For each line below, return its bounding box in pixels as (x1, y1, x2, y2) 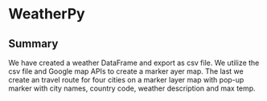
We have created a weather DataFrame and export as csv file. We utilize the (8, 58, 260, 67)
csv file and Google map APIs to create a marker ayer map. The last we (8, 67, 244, 76)
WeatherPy (8, 5, 86, 23)
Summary (8, 37, 59, 50)
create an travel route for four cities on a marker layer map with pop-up (8, 75, 244, 84)
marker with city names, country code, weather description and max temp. (8, 83, 256, 93)
